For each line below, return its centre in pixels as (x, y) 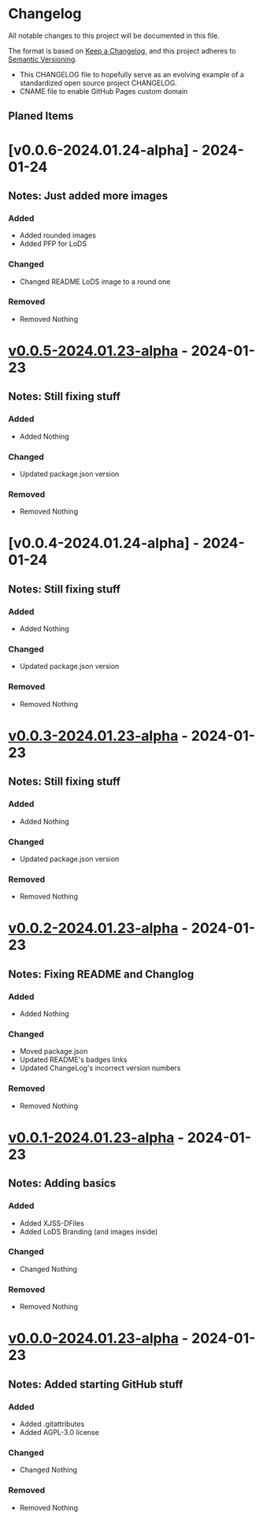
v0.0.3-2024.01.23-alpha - (98, 736)
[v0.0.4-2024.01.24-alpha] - (104, 543)
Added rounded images (58, 235)
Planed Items (41, 116)
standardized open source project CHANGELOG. (98, 83)
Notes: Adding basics (62, 1184)
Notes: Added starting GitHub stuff (96, 1384)
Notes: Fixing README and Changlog (101, 974)
